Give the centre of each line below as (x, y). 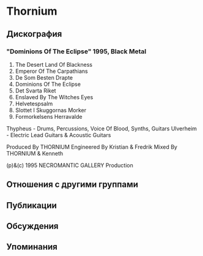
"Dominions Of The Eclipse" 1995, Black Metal (76, 51)
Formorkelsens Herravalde (49, 116)
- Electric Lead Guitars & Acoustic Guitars (59, 135)
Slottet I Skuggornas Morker (51, 110)
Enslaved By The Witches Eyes (54, 97)
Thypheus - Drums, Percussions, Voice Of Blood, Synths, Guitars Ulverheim (102, 128)
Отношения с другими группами (72, 185)
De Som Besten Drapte (44, 77)
